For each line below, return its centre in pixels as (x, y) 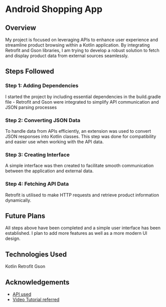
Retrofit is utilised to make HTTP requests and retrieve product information (82, 195)
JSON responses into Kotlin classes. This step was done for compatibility (81, 136)
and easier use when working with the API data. (54, 142)
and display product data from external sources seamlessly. (67, 56)
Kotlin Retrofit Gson (25, 266)
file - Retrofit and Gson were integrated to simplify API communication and (82, 102)
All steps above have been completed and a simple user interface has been (83, 228)
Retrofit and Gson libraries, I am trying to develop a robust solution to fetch (82, 50)
